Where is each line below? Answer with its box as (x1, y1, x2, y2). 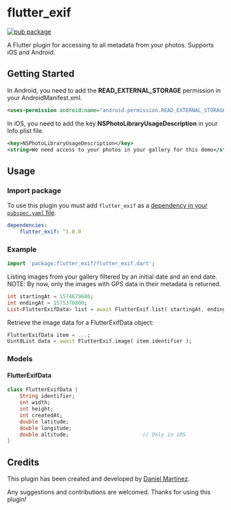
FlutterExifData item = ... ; (7, 332, 91, 338)
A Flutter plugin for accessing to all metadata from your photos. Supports (7, 40, 214, 49)
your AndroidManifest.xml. (7, 93, 82, 102)
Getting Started (7, 68, 75, 80)
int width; (19, 399, 51, 406)
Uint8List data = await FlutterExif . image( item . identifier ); (7, 338, 192, 345)
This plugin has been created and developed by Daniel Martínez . (7, 475, 190, 483)
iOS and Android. (7, 48, 56, 56)
